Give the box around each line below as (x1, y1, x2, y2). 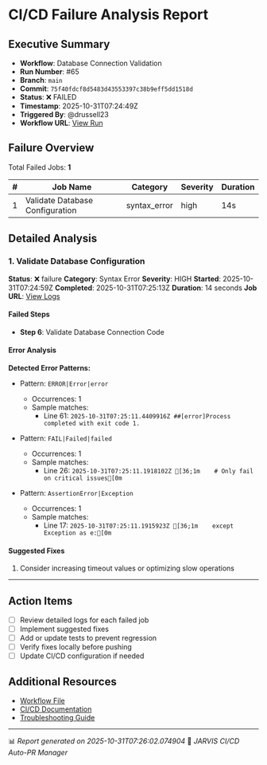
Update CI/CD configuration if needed (19, 651, 145, 661)
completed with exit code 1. (43, 419, 141, 427)
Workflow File (19, 696, 65, 706)
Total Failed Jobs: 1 (8, 162, 72, 172)
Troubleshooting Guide (19, 713, 95, 723)
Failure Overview (8, 141, 95, 155)
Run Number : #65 (19, 67, 79, 76)
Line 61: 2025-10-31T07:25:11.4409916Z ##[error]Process (43, 410, 231, 420)
